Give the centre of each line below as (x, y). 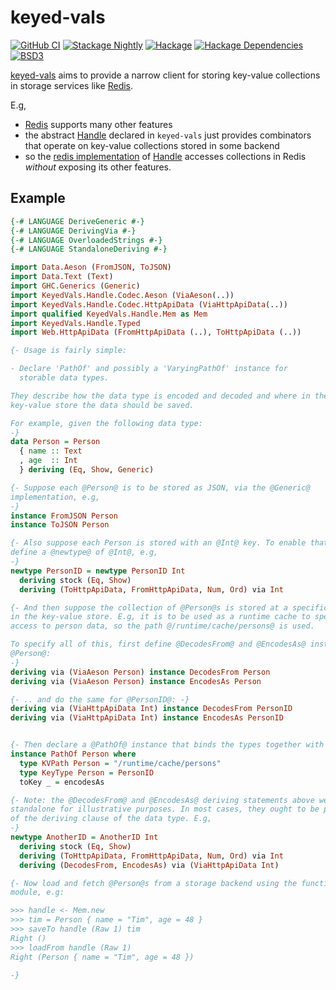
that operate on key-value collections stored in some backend (152, 145)
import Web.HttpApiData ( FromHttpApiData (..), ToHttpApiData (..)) (156, 332)
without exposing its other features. (98, 167)
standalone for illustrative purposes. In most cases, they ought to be (165, 809)
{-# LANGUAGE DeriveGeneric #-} (77, 221)
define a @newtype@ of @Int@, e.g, (84, 552)
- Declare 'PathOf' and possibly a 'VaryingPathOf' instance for (149, 369)
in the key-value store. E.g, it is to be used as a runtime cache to (160, 617)
